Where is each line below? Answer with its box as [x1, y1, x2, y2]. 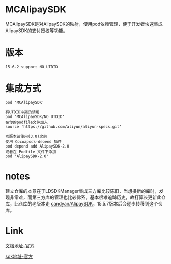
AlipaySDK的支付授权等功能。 [5, 27, 68, 34]
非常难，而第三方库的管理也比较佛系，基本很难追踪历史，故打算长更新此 [9, 194, 161, 200]
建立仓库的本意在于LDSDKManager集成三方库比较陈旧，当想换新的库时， [5, 188, 159, 194]
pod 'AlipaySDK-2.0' [5, 154, 49, 159]
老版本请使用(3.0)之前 [5, 134, 47, 139]
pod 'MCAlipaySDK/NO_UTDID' [5, 114, 65, 119]
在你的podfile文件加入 [5, 120, 48, 125]
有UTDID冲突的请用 [5, 109, 40, 115]
